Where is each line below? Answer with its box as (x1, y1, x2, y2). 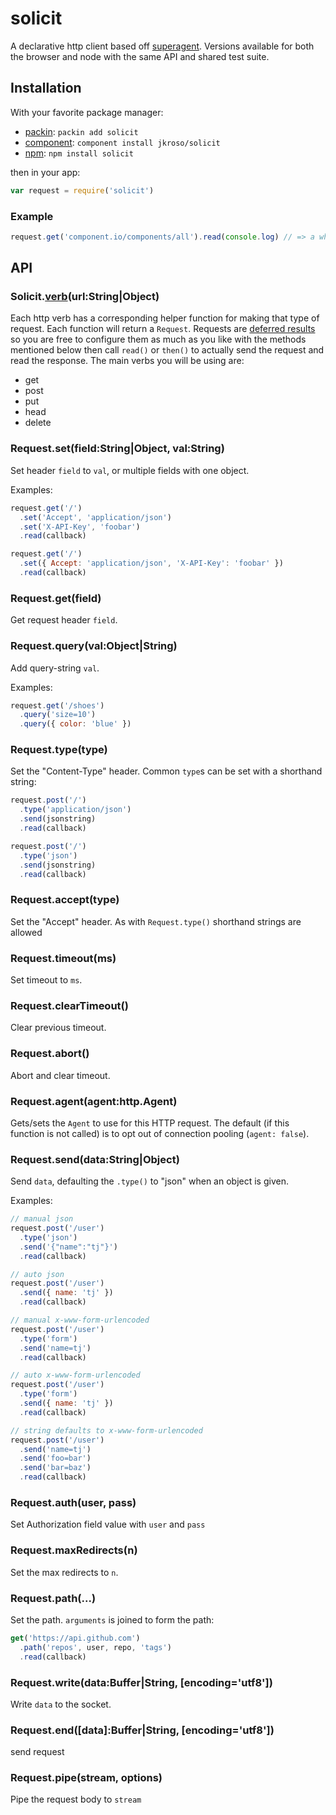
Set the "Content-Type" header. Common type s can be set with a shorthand (10, 765, 323, 777)
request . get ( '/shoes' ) (10, 700, 105, 711)
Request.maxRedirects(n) (10, 1543, 138, 1557)
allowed (10, 926, 43, 938)
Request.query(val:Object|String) (10, 639, 178, 653)
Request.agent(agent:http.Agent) (10, 1094, 178, 1108)
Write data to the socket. (10, 1698, 112, 1710)
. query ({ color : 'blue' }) (19, 719, 132, 729)
